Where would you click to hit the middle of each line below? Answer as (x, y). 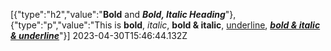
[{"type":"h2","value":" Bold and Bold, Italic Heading (118, 14)
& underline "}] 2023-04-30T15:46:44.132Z (99, 35)
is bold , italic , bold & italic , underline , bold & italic (217, 25)
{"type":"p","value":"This (61, 25)
